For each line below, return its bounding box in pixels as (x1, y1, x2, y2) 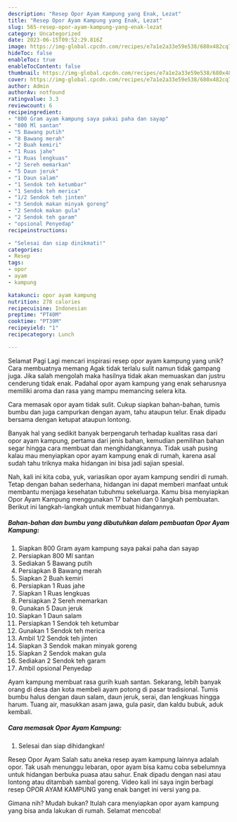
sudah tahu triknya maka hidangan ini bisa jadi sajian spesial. (8, 459, 185, 467)
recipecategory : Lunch (8, 331, 75, 338)
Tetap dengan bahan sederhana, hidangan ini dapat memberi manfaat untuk (8, 480, 229, 488)
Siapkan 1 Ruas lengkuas (18, 588, 91, 597)
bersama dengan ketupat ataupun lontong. (8, 415, 132, 423)
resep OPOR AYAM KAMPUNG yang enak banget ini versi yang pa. (8, 785, 201, 794)
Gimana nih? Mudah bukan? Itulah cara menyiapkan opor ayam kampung (8, 799, 219, 807)
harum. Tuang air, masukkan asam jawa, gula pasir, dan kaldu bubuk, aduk (8, 700, 224, 708)
